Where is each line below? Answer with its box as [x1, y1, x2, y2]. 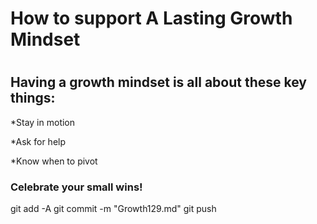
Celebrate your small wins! [10, 180, 143, 194]
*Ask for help [10, 135, 67, 147]
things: [10, 90, 56, 107]
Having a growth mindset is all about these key [10, 74, 307, 91]
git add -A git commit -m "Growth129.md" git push [10, 203, 217, 215]
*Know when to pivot [10, 155, 98, 167]
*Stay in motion [10, 116, 76, 128]
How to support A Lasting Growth [10, 7, 293, 30]
